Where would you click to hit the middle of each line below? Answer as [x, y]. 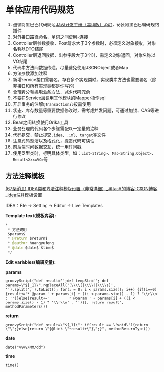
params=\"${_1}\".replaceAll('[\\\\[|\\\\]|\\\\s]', [60, 285]
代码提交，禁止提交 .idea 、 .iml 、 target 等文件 [59, 135]
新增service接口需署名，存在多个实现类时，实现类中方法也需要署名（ [82, 79]
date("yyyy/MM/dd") [25, 347]
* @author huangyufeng [31, 243]
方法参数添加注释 [30, 73]
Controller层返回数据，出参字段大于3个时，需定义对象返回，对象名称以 [84, 55]
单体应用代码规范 [40, 10]
